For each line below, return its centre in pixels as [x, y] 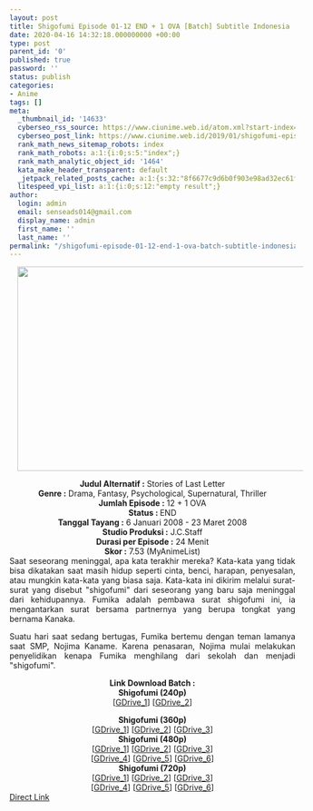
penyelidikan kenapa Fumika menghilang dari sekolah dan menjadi [152, 656]
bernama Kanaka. [42, 619]
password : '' [34, 69]
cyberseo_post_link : [56, 136]
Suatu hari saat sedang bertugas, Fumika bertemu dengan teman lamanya [152, 637]
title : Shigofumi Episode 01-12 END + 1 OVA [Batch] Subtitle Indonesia [150, 26]
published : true [40, 60]
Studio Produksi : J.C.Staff [152, 532]
